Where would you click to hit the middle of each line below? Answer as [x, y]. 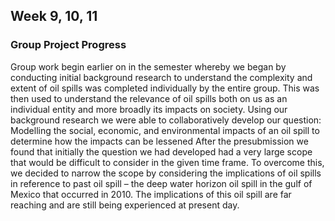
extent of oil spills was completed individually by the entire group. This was [165, 88]
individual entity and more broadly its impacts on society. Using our [149, 109]
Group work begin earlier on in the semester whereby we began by [148, 66]
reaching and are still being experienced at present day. [125, 205]
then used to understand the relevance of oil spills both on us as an [149, 98]
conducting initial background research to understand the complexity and [161, 77]
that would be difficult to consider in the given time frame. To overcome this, [167, 162]
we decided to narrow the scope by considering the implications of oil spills [166, 173]
